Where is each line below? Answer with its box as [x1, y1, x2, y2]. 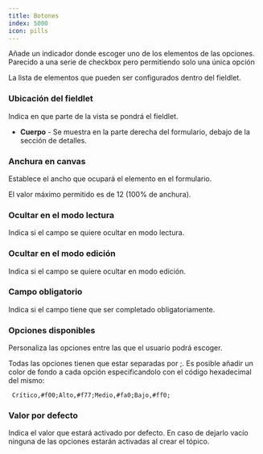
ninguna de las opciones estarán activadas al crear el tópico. [8, 436, 210, 447]
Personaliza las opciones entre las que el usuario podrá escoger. [8, 343, 223, 353]
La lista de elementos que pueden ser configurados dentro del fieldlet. [8, 73, 241, 83]
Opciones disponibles [8, 324, 96, 336]
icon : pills [8, 27, 48, 35]
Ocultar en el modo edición [8, 248, 116, 259]
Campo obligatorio [8, 287, 83, 298]
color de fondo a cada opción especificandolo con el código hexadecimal [8, 367, 252, 377]
